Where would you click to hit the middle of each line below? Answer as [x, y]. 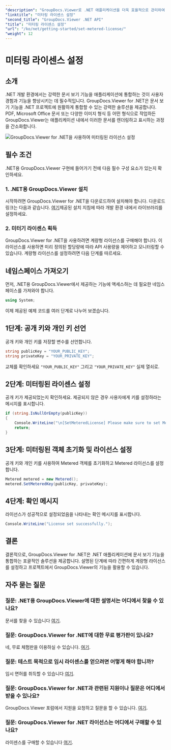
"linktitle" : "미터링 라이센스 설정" [40, 15]
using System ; [20, 300]
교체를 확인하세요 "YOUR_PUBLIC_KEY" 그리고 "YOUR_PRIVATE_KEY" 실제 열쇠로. [82, 367]
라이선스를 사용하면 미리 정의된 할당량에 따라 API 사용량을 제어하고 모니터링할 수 [85, 247]
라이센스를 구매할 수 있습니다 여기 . [39, 742]
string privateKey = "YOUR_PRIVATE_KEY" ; [50, 356]
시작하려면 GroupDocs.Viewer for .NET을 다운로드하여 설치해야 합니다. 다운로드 [85, 201]
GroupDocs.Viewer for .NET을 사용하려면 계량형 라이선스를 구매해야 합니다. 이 [84, 240]
